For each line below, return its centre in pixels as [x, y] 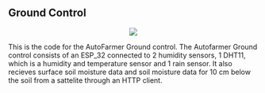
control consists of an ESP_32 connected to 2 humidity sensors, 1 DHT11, [127, 55]
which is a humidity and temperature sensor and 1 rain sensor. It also [120, 63]
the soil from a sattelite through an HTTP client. [85, 80]
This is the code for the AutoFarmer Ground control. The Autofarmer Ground [133, 46]
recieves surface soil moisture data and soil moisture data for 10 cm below [130, 72]
